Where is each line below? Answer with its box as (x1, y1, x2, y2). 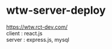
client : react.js (6, 29, 43, 36)
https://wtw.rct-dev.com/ (6, 23, 68, 30)
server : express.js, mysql (6, 36, 70, 43)
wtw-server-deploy (6, 4, 106, 17)
